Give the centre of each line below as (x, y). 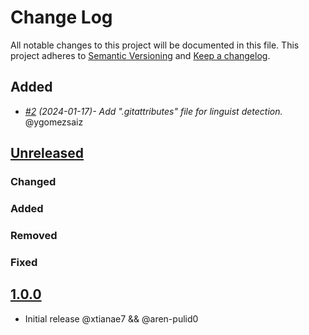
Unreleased (47, 153)
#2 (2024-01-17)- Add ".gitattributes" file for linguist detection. (153, 111)
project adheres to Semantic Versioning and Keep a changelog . (140, 55)
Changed (33, 182)
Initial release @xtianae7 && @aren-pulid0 (111, 318)
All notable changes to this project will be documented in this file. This (155, 45)
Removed (34, 235)
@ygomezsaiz (54, 122)
